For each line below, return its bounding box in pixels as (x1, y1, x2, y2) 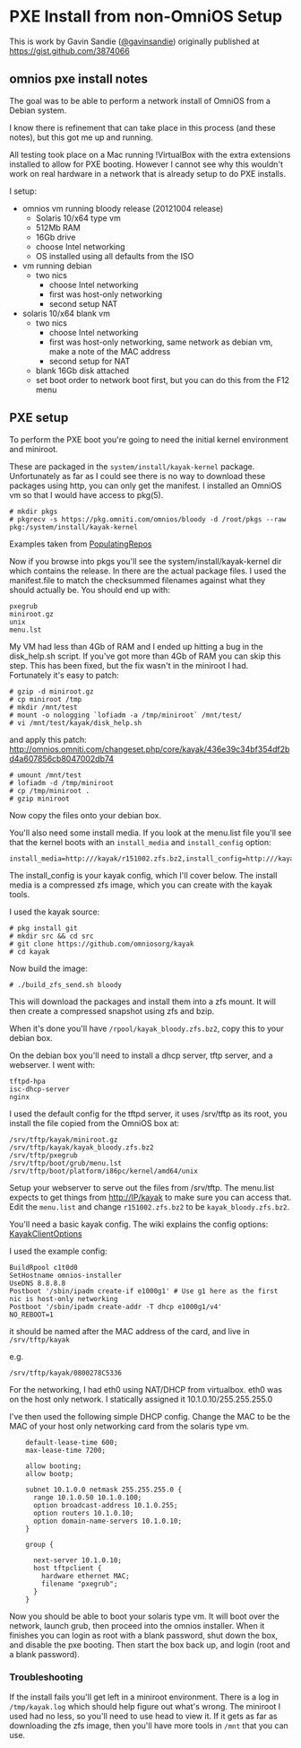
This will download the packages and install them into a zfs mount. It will (9, 996, 276, 1007)
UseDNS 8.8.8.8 (9, 1279, 66, 1288)
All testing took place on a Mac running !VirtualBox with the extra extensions (9, 149, 291, 160)
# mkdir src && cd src (9, 931, 94, 940)
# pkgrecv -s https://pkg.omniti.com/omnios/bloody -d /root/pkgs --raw (9, 514, 287, 524)
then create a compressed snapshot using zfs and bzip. (9, 1005, 215, 1016)
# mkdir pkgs (9, 507, 58, 516)
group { (25, 1540, 54, 1549)
